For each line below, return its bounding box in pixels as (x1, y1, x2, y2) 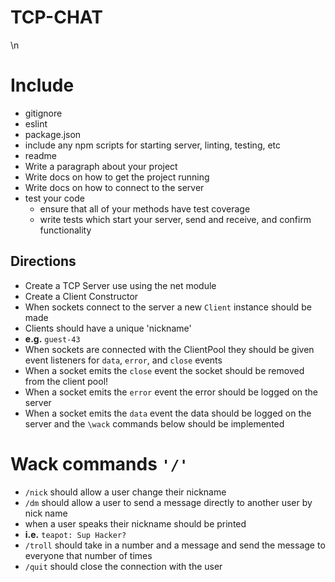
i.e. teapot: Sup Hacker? (24, 528, 127, 540)
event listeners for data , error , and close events (24, 354, 223, 366)
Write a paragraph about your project (24, 160, 178, 172)
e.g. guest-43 (24, 332, 81, 345)
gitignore (24, 107, 63, 119)
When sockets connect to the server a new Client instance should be (24, 301, 312, 313)
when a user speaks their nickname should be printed (24, 517, 247, 530)
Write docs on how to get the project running (24, 171, 210, 183)
